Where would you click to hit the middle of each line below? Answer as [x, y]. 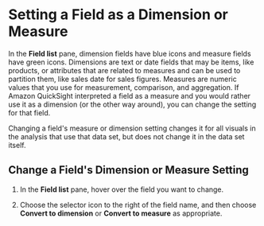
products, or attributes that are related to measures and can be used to [124, 70]
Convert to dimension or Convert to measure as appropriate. [121, 213]
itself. [17, 145]
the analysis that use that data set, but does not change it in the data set [126, 136]
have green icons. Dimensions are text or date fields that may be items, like [131, 62]
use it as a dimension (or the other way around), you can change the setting [132, 104]
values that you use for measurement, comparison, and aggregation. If [124, 87]
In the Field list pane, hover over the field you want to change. [122, 189]
